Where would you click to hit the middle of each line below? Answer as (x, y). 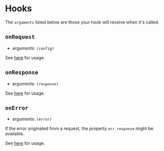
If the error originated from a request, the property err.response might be (79, 128)
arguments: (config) (33, 48)
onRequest (20, 37)
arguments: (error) (32, 119)
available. (15, 134)
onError (17, 108)
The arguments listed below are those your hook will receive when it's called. (82, 22)
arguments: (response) (35, 83)
